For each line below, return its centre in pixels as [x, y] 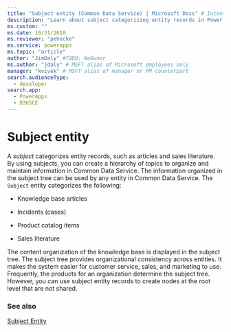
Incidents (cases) [42, 212]
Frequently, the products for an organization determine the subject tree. [109, 274]
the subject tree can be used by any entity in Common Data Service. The [110, 178]
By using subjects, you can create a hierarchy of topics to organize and [108, 163]
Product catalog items [48, 225]
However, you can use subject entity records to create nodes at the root [109, 281]
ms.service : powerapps [40, 45]
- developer [31, 84]
